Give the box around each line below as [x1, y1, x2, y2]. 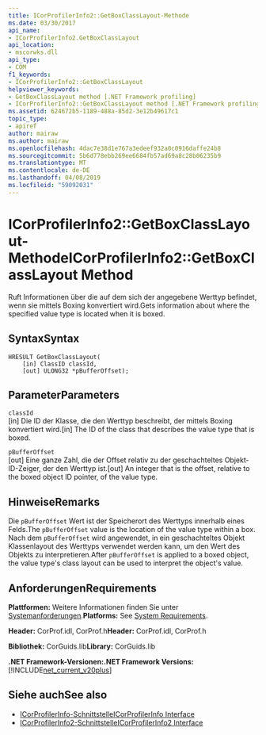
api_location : [8, 41, 55, 49]
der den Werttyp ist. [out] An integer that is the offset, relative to [42, 464, 250, 473]
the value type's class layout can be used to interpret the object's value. [8, 558, 244, 568]
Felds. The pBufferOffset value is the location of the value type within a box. [8, 525, 256, 534]
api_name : [8, 26, 41, 34]
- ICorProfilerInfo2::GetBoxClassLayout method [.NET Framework [8, 100, 225, 108]
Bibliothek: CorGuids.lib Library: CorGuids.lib [8, 641, 156, 651]
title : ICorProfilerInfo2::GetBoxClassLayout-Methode [8, 11, 190, 20]
